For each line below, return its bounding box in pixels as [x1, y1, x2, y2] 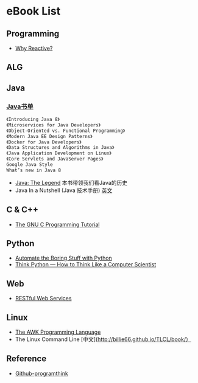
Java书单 [6, 102, 34, 111]
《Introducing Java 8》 [6, 117, 60, 123]
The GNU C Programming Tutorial [15, 221, 100, 228]
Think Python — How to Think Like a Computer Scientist [15, 261, 157, 268]
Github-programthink [15, 370, 68, 377]
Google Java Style [6, 162, 53, 168]
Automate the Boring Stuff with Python [15, 254, 113, 262]
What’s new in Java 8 [6, 167, 62, 173]
